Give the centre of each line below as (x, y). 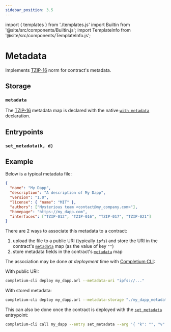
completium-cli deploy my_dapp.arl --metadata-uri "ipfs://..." (75, 281)
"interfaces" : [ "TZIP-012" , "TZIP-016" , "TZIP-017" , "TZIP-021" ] (81, 216)
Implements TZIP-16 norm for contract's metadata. (58, 70)
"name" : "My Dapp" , (31, 188)
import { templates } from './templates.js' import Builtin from (68, 24)
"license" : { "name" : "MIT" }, (43, 202)
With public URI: (22, 271)
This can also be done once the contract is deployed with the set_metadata (84, 310)
